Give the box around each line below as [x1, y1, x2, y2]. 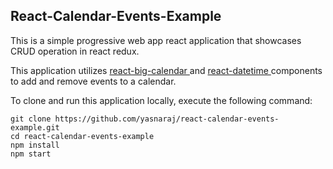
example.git [10, 122, 60, 133]
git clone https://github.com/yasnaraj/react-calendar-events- [10, 114, 280, 124]
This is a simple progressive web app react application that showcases [10, 34, 302, 46]
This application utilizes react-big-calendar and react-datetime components [10, 64, 323, 76]
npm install [10, 140, 60, 150]
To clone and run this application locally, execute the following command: [10, 94, 313, 106]
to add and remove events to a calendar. [10, 75, 177, 87]
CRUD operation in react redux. [10, 45, 140, 57]
